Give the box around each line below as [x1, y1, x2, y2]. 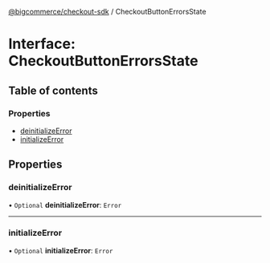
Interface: [8, 35, 76, 53]
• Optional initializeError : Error [8, 245, 113, 255]
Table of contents [8, 83, 98, 97]
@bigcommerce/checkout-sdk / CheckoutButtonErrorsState [8, 7, 207, 16]
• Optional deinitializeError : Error [8, 200, 122, 209]
